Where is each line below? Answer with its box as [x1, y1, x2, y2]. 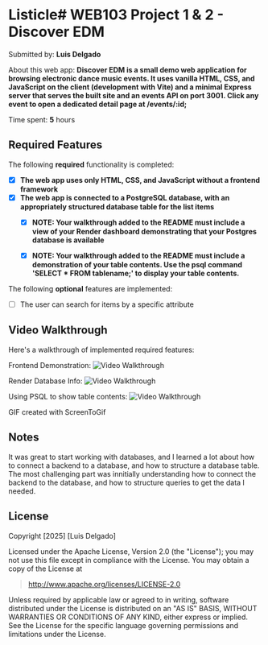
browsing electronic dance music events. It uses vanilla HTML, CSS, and [8, 73, 255, 83]
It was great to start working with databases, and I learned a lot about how [8, 452, 255, 461]
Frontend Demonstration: [8, 360, 91, 370]
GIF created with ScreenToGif [8, 407, 106, 416]
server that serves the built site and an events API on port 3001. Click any [8, 90, 259, 100]
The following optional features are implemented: [8, 284, 173, 293]
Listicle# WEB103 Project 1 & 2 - [8, 6, 224, 24]
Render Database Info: [8, 376, 83, 386]
